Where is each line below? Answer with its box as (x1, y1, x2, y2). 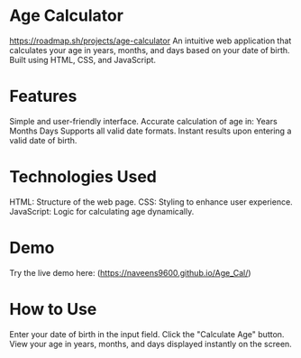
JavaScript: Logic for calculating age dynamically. (9, 206, 195, 216)
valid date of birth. (9, 134, 78, 145)
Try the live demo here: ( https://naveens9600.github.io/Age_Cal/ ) (9, 267, 251, 278)
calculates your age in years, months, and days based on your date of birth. (9, 44, 290, 55)
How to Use (9, 298, 97, 319)
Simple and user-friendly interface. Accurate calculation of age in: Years (9, 115, 278, 126)
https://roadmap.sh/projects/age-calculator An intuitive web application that (9, 35, 292, 46)
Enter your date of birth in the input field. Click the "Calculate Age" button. (9, 328, 285, 339)
